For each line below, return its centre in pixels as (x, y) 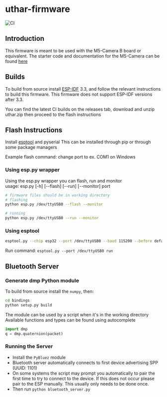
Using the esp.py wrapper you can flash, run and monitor (64, 181)
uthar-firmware (38, 9)
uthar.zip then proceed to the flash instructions (53, 114)
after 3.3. (14, 99)
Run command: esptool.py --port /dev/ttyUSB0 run (59, 251)
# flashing (16, 200)
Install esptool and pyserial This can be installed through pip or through (78, 142)
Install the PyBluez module (39, 357)
